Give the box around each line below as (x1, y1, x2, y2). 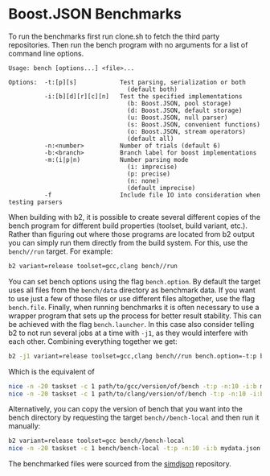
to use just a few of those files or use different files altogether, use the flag (8, 293, 256, 303)
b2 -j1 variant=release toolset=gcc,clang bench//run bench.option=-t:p (8, 352, 257, 360)
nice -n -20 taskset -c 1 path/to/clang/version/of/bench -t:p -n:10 (8, 390, 247, 398)
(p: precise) (127, 170, 171, 178)
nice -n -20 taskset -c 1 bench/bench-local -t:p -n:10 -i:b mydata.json (8, 445, 261, 453)
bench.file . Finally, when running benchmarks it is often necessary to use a (8, 302, 260, 312)
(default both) (127, 85, 178, 93)
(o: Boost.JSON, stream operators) (127, 127, 247, 135)
